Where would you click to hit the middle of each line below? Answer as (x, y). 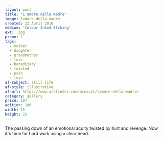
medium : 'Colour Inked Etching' (38, 28)
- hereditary (23, 64)
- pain (16, 73)
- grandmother (24, 55)
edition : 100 (18, 105)
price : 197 (16, 101)
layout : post (18, 10)
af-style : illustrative (29, 87)
